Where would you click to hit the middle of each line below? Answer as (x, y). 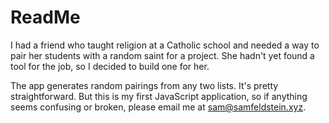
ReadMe (45, 17)
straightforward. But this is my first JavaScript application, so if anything (159, 96)
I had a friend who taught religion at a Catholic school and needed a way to (165, 45)
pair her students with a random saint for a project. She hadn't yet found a (162, 55)
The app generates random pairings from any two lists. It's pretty (144, 85)
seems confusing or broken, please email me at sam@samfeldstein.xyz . (158, 107)
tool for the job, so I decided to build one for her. (110, 66)
